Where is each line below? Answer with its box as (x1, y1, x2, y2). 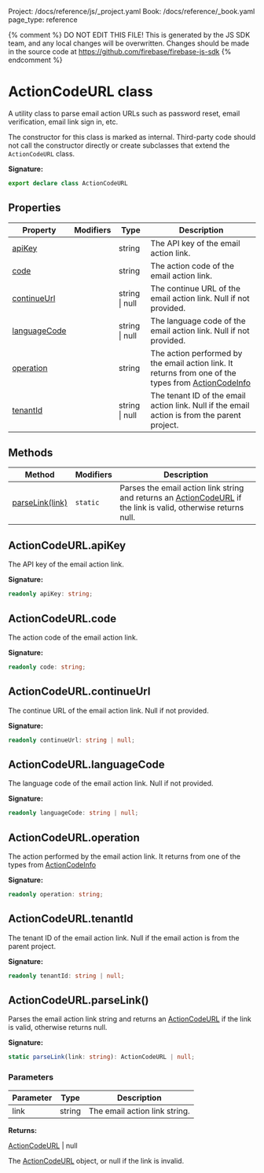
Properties (8, 201, 61, 214)
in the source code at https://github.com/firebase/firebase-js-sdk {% (8, 47, 232, 56)
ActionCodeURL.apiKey (8, 538, 126, 552)
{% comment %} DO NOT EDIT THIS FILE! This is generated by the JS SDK (8, 31, 251, 39)
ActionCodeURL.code (8, 612, 117, 625)
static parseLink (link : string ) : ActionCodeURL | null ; (8, 1053, 195, 1061)
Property (22, 224, 57, 235)
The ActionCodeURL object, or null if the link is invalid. (8, 1156, 185, 1165)
